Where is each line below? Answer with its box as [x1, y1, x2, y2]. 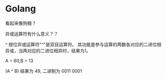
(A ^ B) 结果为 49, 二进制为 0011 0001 [5, 68, 82, 74]
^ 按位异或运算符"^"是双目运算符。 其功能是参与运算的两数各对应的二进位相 [5, 41, 162, 47]
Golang [5, 3, 36, 14]
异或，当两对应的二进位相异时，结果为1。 [5, 47, 91, 53]
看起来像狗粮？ [5, 20, 36, 26]
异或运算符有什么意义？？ [5, 30, 58, 36]
